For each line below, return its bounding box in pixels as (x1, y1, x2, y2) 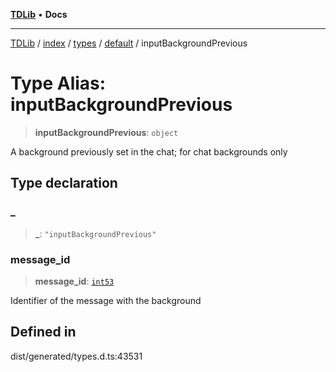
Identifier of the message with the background (10, 294, 202, 306)
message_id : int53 (34, 275, 115, 287)
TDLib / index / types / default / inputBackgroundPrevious (10, 37, 248, 49)
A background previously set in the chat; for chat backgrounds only (10, 145, 288, 158)
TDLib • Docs (10, 9, 68, 20)
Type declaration (10, 175, 118, 192)
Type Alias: (10, 72, 107, 95)
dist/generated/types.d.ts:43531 (10, 350, 143, 362)
